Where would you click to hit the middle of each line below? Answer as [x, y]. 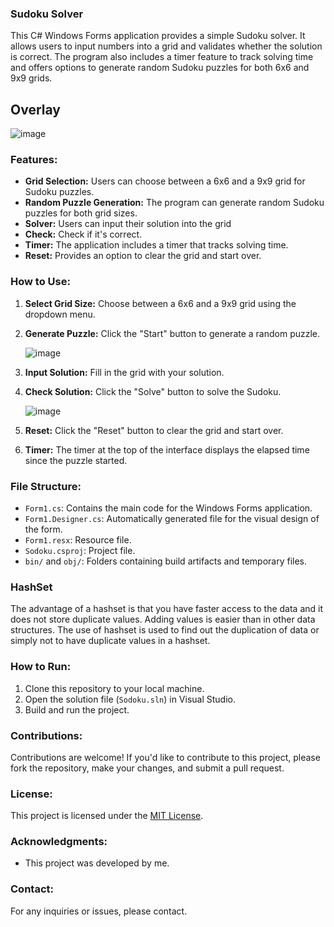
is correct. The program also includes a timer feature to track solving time [162, 57]
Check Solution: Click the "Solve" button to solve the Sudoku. [153, 391]
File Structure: [46, 486]
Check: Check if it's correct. [83, 234]
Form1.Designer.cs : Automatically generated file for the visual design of [172, 518]
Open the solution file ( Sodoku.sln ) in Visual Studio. [130, 699]
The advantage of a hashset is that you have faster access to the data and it [167, 609]
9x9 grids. [31, 78]
